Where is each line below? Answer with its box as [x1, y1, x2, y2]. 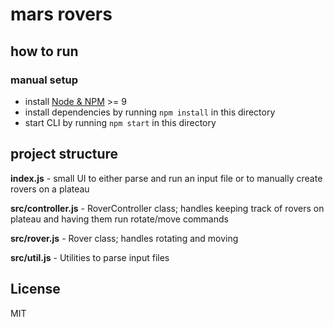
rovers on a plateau [10, 183, 90, 195]
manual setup [10, 73, 78, 87]
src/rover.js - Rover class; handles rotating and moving [10, 232, 239, 244]
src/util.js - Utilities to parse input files [10, 251, 170, 263]
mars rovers [10, 3, 113, 26]
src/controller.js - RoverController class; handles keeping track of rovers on [10, 202, 325, 214]
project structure [10, 146, 119, 163]
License [10, 281, 61, 298]
